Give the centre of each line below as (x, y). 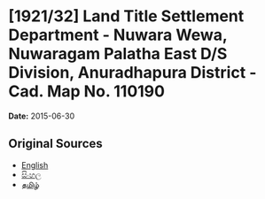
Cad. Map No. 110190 (87, 92)
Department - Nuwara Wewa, (118, 35)
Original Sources (55, 144)
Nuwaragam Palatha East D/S (118, 54)
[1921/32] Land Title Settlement (126, 16)
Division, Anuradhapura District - (132, 73)
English (35, 165)
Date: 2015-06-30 (42, 116)
